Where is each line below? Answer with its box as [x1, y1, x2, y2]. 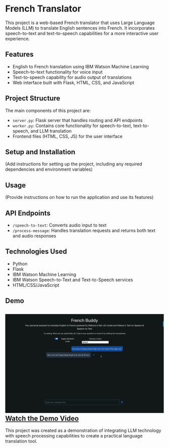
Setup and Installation [5, 148, 75, 156]
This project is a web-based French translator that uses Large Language [5, 20, 155, 26]
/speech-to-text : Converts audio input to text [12, 222, 107, 228]
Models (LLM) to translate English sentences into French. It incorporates [5, 25, 155, 31]
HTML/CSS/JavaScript [12, 282, 59, 288]
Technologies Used [5, 247, 67, 256]
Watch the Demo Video [5, 414, 79, 422]
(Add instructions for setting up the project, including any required [5, 161, 142, 167]
